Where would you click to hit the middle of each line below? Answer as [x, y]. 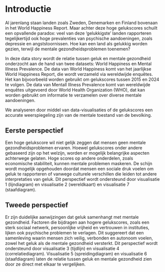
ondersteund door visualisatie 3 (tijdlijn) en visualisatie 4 [62, 248]
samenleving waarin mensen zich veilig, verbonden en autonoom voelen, [79, 238]
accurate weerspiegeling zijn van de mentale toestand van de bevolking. [79, 115]
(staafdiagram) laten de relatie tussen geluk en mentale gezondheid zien [79, 259]
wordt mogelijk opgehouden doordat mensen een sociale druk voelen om [79, 169]
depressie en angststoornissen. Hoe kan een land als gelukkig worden [76, 43]
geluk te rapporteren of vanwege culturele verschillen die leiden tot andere [81, 174]
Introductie [28, 9]
